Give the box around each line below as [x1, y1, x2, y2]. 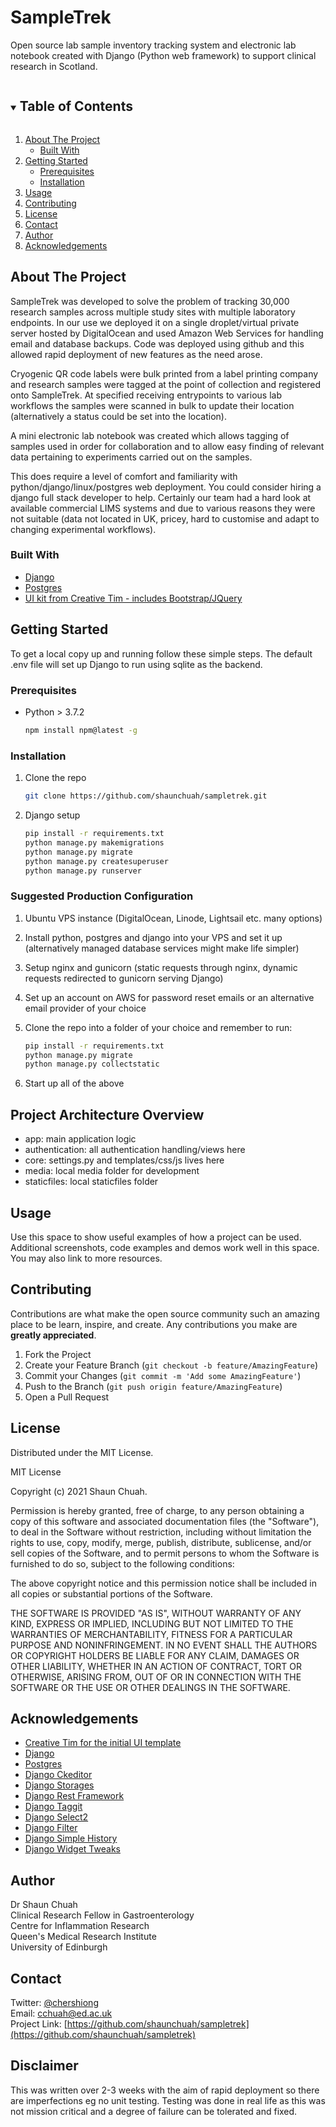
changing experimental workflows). [10, 523, 157, 535]
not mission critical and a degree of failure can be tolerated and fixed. [10, 2105, 298, 2117]
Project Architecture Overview [10, 1106, 205, 1123]
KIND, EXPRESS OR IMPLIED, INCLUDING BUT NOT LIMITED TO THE [10, 1617, 294, 1630]
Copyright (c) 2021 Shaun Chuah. [10, 1485, 148, 1497]
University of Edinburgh [10, 1941, 108, 1953]
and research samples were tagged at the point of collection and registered [10, 378, 321, 390]
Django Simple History [24, 1832, 118, 1845]
